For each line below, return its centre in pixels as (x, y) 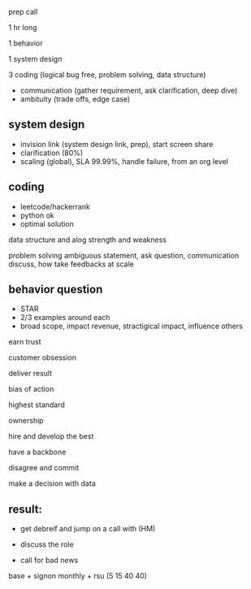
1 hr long (23, 27)
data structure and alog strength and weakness (87, 240)
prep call (23, 12)
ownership (26, 421)
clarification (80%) (52, 153)
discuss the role (47, 544)
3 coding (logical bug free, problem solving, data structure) (107, 75)
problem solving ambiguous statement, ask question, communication (124, 255)
